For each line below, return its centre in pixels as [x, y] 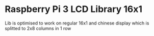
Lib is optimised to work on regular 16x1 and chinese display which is [77, 23]
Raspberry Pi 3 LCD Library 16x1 [74, 9]
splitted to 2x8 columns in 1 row [38, 28]
